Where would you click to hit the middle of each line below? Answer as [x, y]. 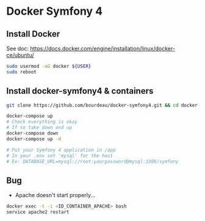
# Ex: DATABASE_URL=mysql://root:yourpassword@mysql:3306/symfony [92, 161]
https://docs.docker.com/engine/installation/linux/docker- [103, 48]
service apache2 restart [38, 212]
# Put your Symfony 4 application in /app [61, 150]
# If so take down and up [39, 128]
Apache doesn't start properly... [55, 195]
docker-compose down [33, 133]
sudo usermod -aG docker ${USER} [49, 66]
